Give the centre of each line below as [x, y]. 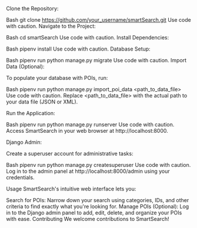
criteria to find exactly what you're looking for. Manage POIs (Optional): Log [98, 206]
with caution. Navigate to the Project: [51, 26]
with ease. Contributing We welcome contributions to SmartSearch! [88, 219]
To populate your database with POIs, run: [57, 78]
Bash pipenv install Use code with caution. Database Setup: [79, 49]
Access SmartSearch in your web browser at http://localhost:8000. [87, 131]
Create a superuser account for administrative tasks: [70, 153]
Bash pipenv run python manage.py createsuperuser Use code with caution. [98, 165]
